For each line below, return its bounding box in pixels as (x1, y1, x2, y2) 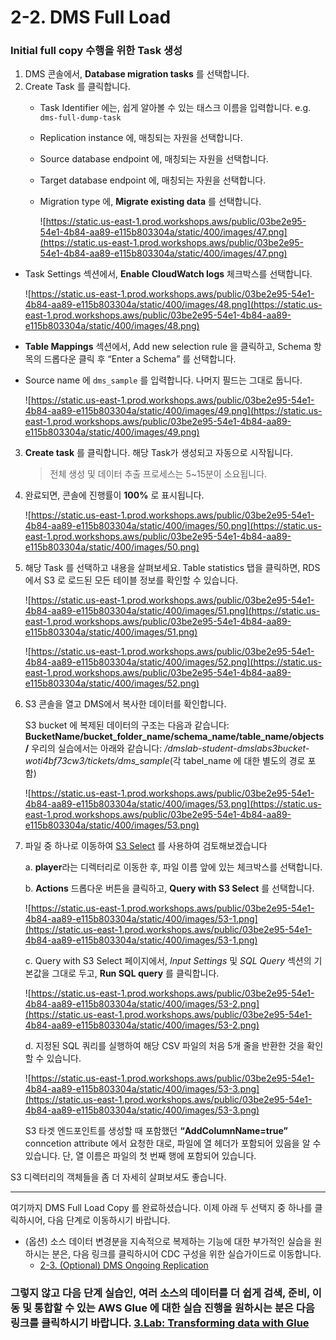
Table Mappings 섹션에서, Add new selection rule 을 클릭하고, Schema (24, 341, 312, 353)
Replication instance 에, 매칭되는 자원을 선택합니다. (39, 132, 243, 144)
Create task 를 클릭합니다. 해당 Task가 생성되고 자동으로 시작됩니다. (24, 447, 293, 459)
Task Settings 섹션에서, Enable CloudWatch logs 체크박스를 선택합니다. (24, 268, 313, 280)
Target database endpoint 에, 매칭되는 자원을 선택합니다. (39, 174, 267, 186)
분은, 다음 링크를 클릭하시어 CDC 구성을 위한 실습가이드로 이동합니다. (51, 1248, 322, 1260)
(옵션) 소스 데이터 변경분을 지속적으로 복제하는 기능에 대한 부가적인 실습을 (24, 1236, 312, 1248)
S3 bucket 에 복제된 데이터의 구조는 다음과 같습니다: (24, 719, 230, 731)
